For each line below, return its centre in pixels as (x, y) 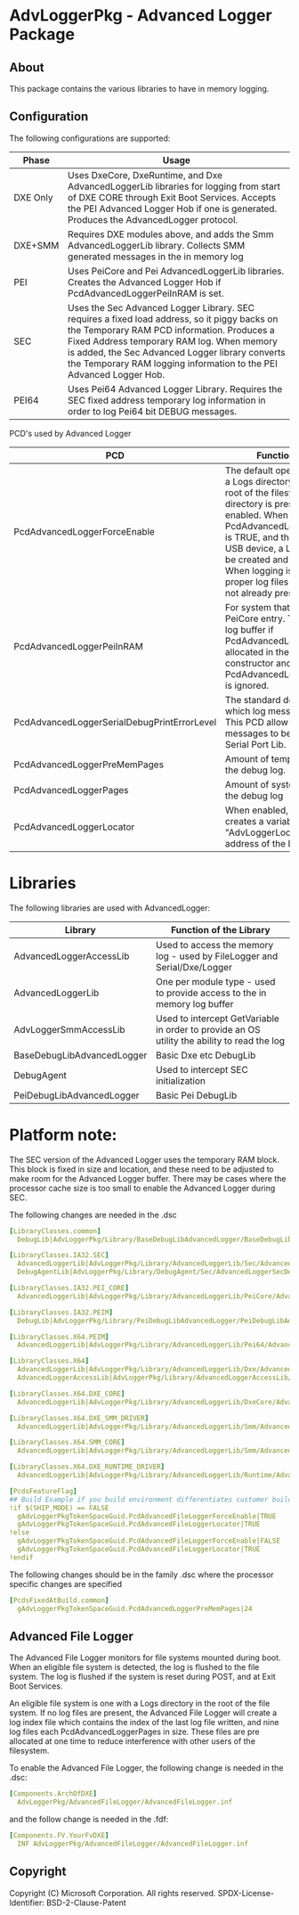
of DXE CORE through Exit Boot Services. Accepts (172, 197)
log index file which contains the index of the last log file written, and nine (144, 1723)
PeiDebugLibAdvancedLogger (77, 1095)
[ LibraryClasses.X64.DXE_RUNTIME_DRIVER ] (87, 1467)
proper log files (257, 582)
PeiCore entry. (255, 618)
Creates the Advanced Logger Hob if (145, 282)
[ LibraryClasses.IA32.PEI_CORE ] (69, 1289)
